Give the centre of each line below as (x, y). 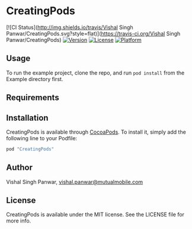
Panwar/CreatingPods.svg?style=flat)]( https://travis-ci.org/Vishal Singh (93, 33)
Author (19, 168)
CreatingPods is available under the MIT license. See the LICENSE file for (95, 215)
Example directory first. (35, 79)
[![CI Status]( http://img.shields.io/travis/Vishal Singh (70, 27)
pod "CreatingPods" (30, 149)
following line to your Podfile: (42, 138)
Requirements (33, 98)
